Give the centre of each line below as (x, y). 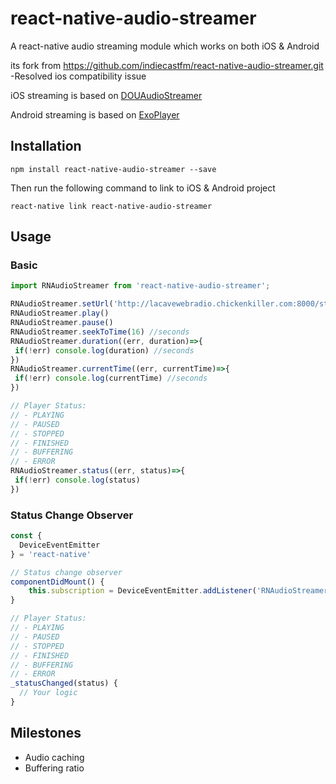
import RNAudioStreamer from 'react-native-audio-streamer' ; (140, 286)
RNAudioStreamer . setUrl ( (62, 304)
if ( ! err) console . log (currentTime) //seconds (111, 378)
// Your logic (48, 693)
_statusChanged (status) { (64, 683)
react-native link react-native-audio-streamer (111, 206)
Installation (46, 146)
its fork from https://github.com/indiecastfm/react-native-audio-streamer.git (167, 65)
